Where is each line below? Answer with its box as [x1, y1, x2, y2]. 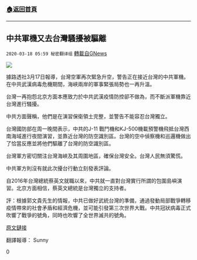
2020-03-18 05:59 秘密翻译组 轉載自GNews [6, 50, 107, 57]
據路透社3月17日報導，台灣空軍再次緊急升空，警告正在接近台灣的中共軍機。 [6, 73, 189, 80]
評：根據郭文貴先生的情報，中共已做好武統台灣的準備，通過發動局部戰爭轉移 [6, 197, 191, 204]
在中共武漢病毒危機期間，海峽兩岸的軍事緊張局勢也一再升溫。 [6, 81, 155, 88]
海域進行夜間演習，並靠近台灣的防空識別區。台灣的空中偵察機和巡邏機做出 [11, 133, 191, 140]
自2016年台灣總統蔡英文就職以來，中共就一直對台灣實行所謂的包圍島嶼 [6, 177, 177, 184]
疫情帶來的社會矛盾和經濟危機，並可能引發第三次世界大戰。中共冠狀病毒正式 [6, 204, 191, 211]
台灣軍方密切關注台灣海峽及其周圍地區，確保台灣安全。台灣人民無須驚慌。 [6, 152, 186, 159]
